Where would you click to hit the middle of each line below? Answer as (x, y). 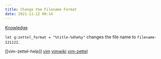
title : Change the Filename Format (41, 9)
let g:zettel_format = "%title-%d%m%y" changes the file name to (71, 37)
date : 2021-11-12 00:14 (29, 14)
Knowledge (16, 27)
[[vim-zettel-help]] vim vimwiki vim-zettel (47, 51)
